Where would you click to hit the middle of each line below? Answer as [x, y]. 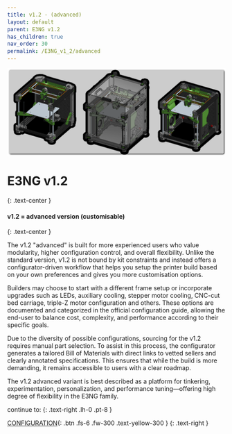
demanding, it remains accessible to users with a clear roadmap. [99, 368]
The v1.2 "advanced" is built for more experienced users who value [103, 245]
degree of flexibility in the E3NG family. [63, 397]
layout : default [30, 22]
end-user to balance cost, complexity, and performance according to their [113, 318]
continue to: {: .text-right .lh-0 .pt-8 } [60, 410]
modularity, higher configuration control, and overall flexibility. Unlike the [111, 253]
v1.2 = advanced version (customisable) [66, 216]
